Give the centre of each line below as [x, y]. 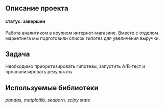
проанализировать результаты [39, 72]
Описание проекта [37, 8]
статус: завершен [25, 21]
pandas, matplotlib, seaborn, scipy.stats [48, 100]
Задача [18, 54]
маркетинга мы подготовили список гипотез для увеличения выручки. [82, 38]
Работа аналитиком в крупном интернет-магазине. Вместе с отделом [82, 33]
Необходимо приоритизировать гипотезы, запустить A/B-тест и [75, 66]
